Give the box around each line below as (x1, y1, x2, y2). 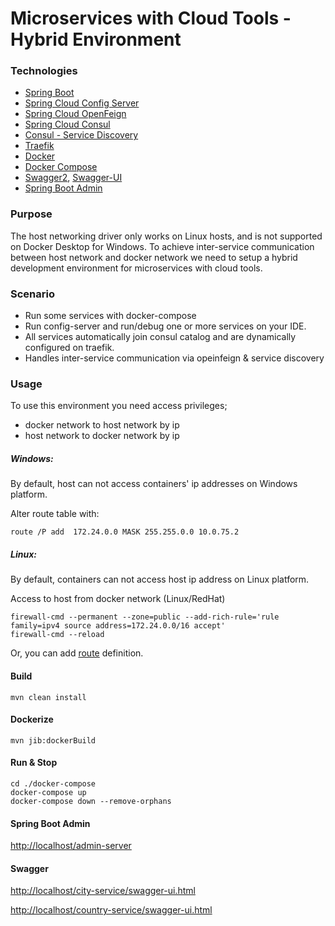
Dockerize (10, 713, 54, 726)
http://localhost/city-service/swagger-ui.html (10, 885, 196, 897)
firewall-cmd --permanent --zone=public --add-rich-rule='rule (10, 612, 280, 622)
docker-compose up (10, 787, 87, 797)
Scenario (10, 287, 55, 301)
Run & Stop (10, 757, 58, 769)
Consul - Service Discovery (24, 129, 139, 141)
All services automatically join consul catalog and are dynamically (24, 331, 297, 343)
